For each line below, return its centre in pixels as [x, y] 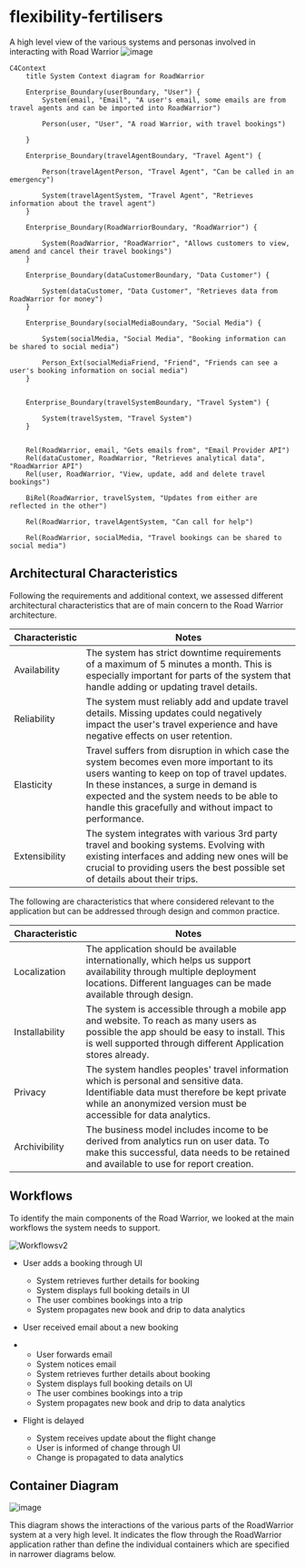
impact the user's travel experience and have [182, 724]
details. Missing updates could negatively [174, 713]
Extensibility [40, 856]
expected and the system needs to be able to [182, 796]
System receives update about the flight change [126, 1438]
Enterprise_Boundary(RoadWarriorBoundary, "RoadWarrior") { [142, 227]
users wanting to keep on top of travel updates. [187, 773]
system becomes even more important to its [180, 761]
